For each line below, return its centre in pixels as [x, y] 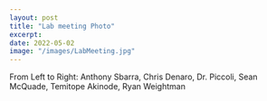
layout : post [34, 18]
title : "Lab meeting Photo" [62, 26]
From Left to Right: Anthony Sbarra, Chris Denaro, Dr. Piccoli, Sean [133, 77]
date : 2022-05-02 [42, 43]
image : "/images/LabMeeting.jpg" [72, 51]
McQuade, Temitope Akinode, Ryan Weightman [97, 87]
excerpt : [26, 34]
